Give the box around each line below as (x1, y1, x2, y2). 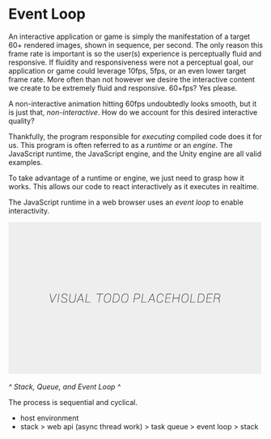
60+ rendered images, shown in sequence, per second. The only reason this (8, 40, 264, 49)
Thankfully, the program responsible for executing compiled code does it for (8, 131, 263, 141)
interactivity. (8, 205, 50, 215)
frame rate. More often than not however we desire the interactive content (8, 74, 256, 84)
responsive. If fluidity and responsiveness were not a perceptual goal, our (8, 57, 254, 67)
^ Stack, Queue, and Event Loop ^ (8, 382, 121, 391)
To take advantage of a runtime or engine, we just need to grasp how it (8, 173, 244, 183)
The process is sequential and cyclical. (8, 397, 138, 407)
